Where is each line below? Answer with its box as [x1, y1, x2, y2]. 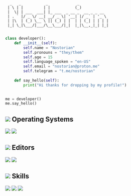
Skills [12, 172, 29, 180]
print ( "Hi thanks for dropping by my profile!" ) [23, 82, 127, 87]
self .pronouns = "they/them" [23, 50, 84, 55]
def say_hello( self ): [14, 78, 59, 83]
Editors [12, 143, 35, 152]
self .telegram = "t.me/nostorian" [23, 69, 95, 74]
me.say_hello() [5, 101, 37, 106]
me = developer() [5, 96, 42, 102]
